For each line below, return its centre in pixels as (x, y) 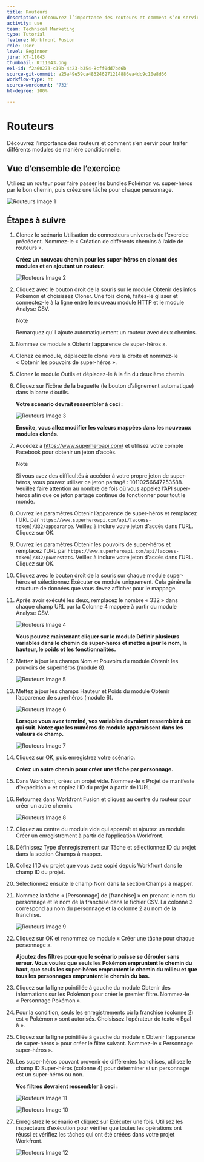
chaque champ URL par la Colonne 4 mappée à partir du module (96, 607)
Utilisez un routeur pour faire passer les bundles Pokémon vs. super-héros (100, 183)
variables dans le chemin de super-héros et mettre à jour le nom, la (101, 643)
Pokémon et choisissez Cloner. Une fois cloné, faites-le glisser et (97, 296)
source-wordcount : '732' (38, 86)
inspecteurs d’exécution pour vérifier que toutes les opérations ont (99, 1128)
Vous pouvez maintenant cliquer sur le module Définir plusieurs (97, 637)
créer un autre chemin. (44, 806)
